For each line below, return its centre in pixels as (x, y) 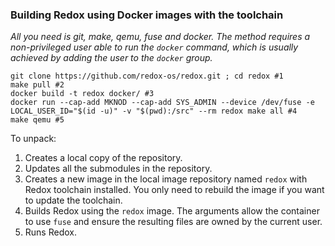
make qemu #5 (37, 120)
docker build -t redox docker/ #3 (82, 94)
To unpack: (33, 139)
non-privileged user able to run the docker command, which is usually (154, 47)
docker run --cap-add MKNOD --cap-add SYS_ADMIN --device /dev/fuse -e (162, 103)
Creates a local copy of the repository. (103, 158)
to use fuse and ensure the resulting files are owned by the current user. (173, 222)
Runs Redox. (50, 232)
